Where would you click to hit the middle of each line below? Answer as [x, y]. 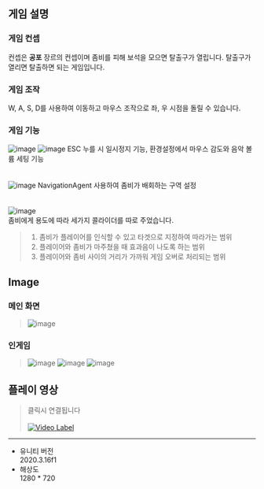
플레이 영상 [33, 389]
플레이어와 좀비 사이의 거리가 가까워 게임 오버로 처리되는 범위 [132, 257]
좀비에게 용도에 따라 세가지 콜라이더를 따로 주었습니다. [91, 220]
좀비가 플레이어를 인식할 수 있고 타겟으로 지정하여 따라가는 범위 [136, 237]
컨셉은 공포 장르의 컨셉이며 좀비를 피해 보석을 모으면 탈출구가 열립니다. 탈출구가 [130, 57]
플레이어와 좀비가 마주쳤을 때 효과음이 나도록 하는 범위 [122, 247]
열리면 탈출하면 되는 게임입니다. [57, 67]
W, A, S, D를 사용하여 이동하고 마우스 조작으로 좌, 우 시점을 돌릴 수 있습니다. [125, 108]
